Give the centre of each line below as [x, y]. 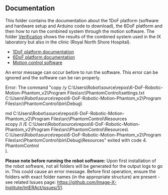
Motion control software [37, 62]
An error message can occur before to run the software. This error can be [82, 72]
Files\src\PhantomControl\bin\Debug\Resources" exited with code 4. [76, 140]
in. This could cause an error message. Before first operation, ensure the [80, 171]
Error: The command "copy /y [36, 87]
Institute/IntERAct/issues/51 [34, 187]
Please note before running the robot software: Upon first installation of [81, 161]
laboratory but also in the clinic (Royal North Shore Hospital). [68, 42]
